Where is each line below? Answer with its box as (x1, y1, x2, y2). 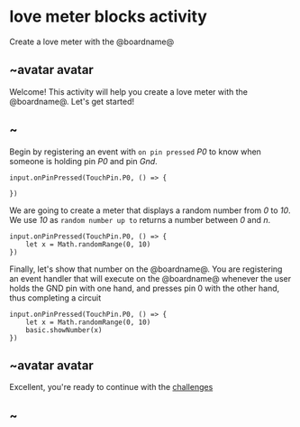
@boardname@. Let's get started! (9, 96, 135, 107)
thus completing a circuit (9, 292, 102, 303)
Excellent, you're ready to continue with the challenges (9, 382, 214, 393)
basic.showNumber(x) (25, 325, 103, 335)
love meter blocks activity (9, 6, 207, 27)
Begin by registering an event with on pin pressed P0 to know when (9, 146, 261, 157)
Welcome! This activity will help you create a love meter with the (9, 86, 248, 97)
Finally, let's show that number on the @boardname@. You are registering (9, 264, 283, 274)
